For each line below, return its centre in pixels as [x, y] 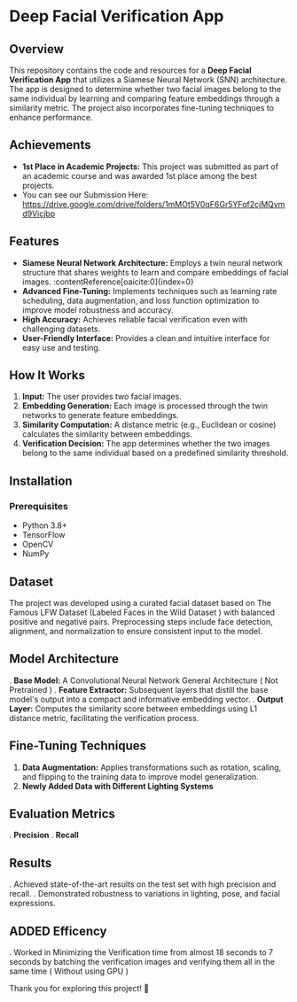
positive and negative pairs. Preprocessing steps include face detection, [141, 621]
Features [34, 241]
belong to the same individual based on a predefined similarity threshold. [155, 453]
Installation [41, 481]
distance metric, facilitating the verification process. [104, 718]
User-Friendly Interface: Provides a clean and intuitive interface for [146, 338]
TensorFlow [43, 535]
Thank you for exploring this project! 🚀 [79, 988]
